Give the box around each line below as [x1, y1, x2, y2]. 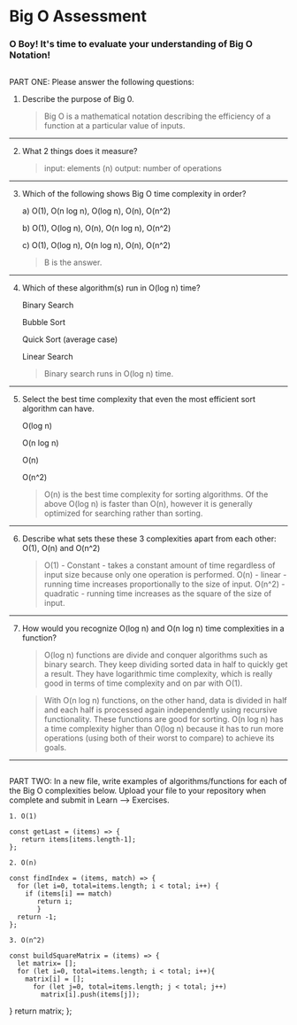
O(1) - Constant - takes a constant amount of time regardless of [43, 560, 276, 571]
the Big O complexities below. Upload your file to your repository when [9, 785, 267, 796]
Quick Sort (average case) [21, 334, 118, 345]
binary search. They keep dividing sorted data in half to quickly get [43, 658, 288, 670]
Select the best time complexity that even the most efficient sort [21, 393, 256, 404]
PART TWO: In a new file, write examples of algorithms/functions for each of [9, 775, 287, 786]
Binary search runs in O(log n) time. [43, 368, 174, 378]
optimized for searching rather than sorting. [43, 508, 203, 518]
